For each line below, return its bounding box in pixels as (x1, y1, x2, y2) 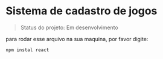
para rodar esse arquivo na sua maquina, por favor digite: (5, 35, 149, 42)
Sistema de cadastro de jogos (5, 4, 158, 18)
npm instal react (5, 46, 50, 53)
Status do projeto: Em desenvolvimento (20, 24, 118, 31)
